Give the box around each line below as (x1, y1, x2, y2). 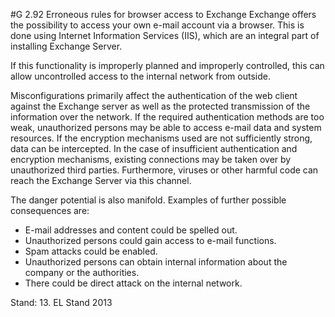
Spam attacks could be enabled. (24, 245, 158, 257)
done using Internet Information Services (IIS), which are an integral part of (10, 30, 320, 41)
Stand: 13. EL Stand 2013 (10, 297, 113, 308)
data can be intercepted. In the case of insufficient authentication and (10, 143, 298, 154)
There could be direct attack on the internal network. (24, 277, 243, 289)
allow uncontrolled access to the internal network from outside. (10, 70, 271, 82)
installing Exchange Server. (10, 40, 123, 52)
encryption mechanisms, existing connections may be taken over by (10, 154, 292, 165)
